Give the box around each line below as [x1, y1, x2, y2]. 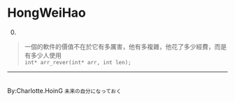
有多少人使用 [24, 51, 62, 59]
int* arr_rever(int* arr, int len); [24, 59, 131, 66]
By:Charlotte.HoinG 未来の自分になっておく [7, 86, 122, 95]
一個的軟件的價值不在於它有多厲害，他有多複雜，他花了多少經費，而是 [24, 42, 227, 50]
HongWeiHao [7, 5, 86, 21]
